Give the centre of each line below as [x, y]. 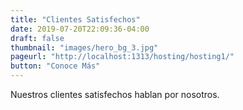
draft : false [37, 38]
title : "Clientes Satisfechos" [75, 19]
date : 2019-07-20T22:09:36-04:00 [80, 29]
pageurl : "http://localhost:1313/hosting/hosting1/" [122, 57]
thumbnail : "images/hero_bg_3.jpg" [84, 47]
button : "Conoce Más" [55, 66]
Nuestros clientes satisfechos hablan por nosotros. [115, 94]
